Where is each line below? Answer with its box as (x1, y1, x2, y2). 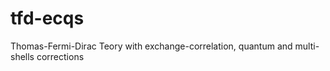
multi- (294, 40, 320, 52)
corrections (36, 50, 85, 62)
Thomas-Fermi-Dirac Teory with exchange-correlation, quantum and (10, 40, 293, 52)
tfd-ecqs (10, 7, 85, 30)
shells (10, 50, 35, 62)
